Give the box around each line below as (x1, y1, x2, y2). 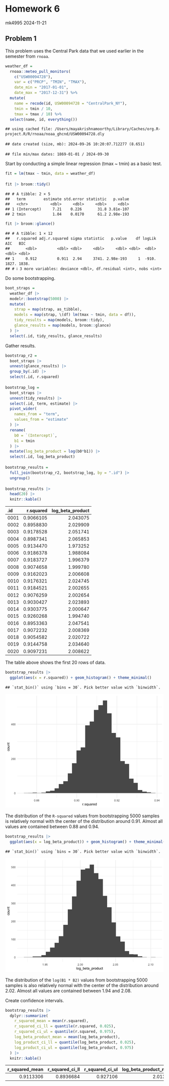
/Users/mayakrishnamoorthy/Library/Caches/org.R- (54, 127, 161, 132)
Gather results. (5, 342, 36, 349)
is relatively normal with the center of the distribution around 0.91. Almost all (5, 818, 163, 824)
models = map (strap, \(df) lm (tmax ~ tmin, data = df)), (14, 312, 136, 317)
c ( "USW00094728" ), (14, 74, 53, 79)
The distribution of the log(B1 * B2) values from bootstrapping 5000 (5, 977, 148, 983)
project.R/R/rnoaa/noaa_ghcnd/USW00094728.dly (5, 132, 105, 137)
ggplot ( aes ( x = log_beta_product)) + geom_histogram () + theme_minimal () (10, 839, 167, 844)
